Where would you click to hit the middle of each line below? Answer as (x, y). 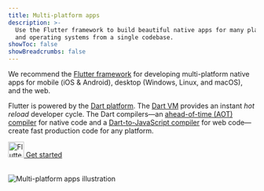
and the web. (29, 90)
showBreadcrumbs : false (47, 52)
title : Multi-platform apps (54, 15)
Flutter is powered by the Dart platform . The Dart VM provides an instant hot (132, 106)
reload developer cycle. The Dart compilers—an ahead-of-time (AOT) (121, 114)
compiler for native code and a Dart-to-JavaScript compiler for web (117, 123)
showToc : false (33, 45)
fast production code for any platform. (92, 131)
